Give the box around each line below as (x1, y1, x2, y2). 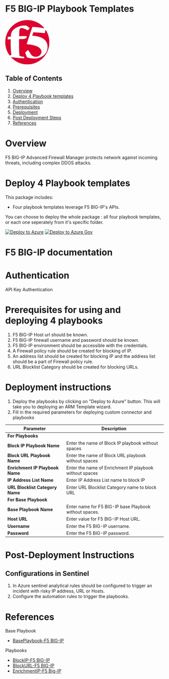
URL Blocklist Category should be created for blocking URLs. (12, 364, 139, 370)
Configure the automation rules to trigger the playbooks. (12, 594, 130, 600)
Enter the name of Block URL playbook (66, 452, 146, 458)
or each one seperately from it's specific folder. (5, 219, 104, 225)
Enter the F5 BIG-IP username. (66, 523, 131, 529)
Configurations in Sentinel (5, 569, 90, 578)
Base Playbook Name (7, 506, 53, 512)
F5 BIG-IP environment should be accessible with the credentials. (12, 342, 148, 348)
